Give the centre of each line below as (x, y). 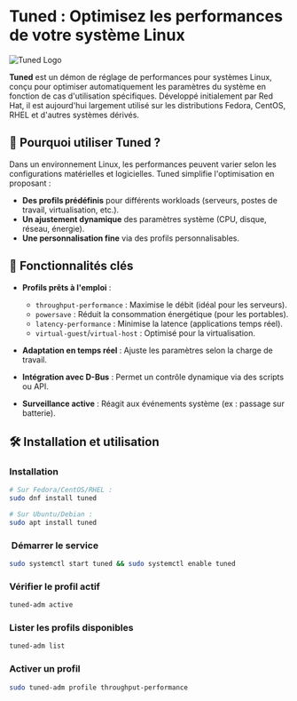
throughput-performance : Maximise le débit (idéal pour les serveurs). (161, 305)
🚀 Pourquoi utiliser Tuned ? (85, 143)
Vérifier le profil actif (55, 586)
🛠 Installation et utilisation (84, 442)
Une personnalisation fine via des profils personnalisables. (131, 238)
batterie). (39, 413)
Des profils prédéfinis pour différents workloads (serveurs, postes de (149, 200)
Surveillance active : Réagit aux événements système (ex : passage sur (153, 403)
